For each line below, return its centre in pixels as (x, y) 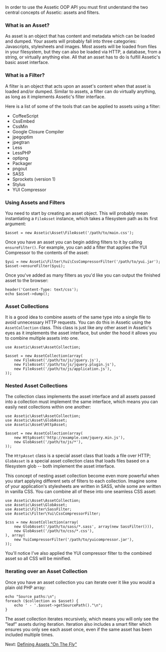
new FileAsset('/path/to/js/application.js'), (63, 369)
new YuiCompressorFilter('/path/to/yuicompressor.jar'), (74, 540)
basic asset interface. (27, 62)
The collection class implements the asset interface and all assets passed (80, 397)
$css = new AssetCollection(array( (42, 523)
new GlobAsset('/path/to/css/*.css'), (54, 531)
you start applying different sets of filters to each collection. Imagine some (81, 481)
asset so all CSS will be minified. (38, 559)
